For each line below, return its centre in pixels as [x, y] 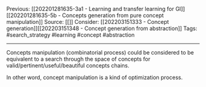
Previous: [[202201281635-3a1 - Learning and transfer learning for [90, 9]
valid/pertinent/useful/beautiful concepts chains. [68, 66]
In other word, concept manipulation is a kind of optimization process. [94, 77]
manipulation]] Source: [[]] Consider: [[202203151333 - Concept [88, 22]
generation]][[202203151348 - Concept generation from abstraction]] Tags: [102, 28]
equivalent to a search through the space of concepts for [78, 59]
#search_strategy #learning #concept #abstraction [71, 35]
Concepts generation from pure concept [113, 15]
